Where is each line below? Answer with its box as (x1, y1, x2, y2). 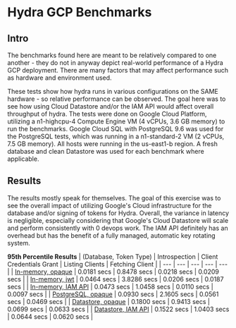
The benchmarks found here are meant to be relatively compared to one (7, 51, 217, 59)
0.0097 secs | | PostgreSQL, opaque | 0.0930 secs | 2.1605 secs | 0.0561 (7, 290, 219, 298)
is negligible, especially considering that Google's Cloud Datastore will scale (7, 216, 229, 224)
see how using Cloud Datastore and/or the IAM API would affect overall (7, 102, 214, 110)
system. (7, 238, 30, 247)
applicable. (7, 154, 39, 163)
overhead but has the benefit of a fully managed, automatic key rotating (7, 231, 216, 240)
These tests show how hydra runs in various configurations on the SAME (7, 87, 218, 95)
